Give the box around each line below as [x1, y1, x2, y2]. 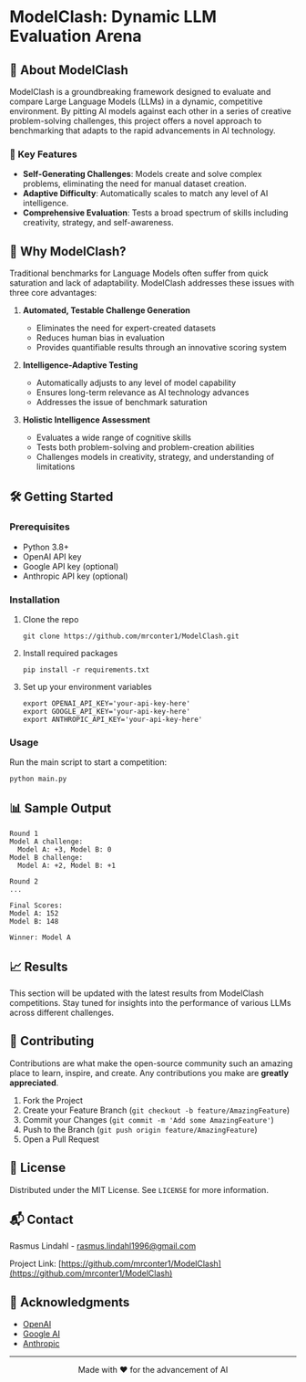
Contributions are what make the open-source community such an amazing [9, 1057, 293, 1069]
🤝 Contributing [9, 1033, 95, 1049]
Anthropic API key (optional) [22, 571, 129, 581]
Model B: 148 [9, 917, 59, 927]
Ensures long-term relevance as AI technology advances [36, 387, 250, 398]
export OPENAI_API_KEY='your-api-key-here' [22, 699, 191, 708]
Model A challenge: [9, 837, 84, 846]
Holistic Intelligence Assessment [22, 414, 150, 425]
